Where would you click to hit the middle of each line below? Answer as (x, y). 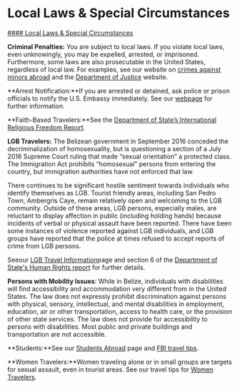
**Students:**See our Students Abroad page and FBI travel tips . (103, 348)
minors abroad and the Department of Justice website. (88, 77)
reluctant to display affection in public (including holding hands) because (115, 215)
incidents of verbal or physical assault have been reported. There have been (119, 223)
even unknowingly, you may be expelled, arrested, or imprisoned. (103, 54)
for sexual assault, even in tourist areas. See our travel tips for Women (111, 369)
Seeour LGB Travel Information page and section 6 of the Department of (112, 260)
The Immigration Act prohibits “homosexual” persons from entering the (112, 164)
